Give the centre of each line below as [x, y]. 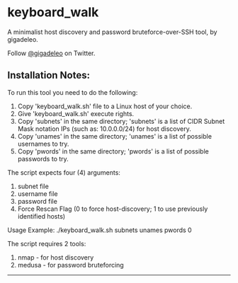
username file [38, 194]
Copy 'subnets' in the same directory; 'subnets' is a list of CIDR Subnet [121, 121]
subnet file [33, 186]
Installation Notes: [49, 75]
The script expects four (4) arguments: [64, 172]
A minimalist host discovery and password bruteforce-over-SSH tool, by [112, 32]
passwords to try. [43, 158]
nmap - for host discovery [56, 257]
